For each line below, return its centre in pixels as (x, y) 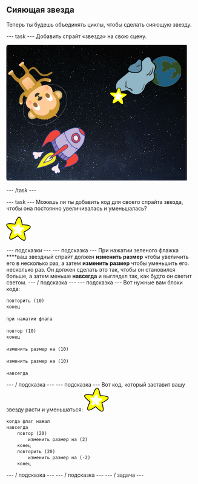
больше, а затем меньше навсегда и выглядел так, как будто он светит (99, 276)
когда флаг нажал (28, 421)
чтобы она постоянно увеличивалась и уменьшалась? (77, 208)
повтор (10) (21, 331)
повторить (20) (36, 451)
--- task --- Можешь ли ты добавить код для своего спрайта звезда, (95, 201)
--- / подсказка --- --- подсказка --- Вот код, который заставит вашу (96, 384)
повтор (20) (32, 433)
